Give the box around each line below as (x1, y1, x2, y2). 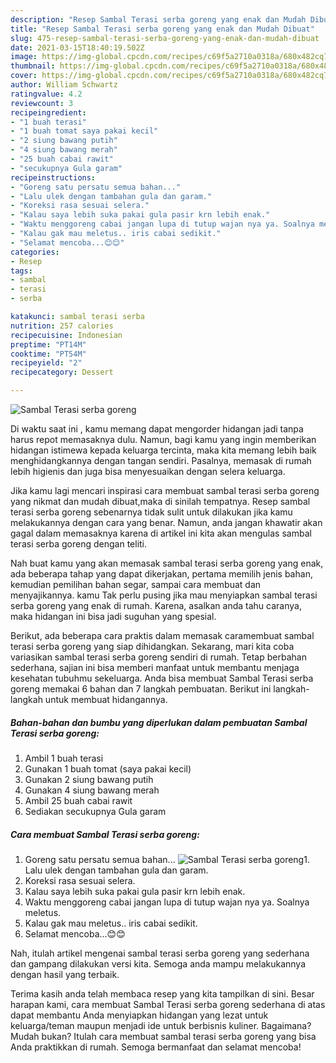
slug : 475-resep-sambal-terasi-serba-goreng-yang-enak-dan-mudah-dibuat (10, 33, 320, 43)
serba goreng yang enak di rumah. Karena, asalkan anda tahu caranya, (10, 600, 302, 611)
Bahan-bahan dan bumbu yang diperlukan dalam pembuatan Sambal (10, 716, 308, 728)
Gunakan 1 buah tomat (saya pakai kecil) (24, 762, 192, 775)
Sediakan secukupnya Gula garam (24, 805, 167, 817)
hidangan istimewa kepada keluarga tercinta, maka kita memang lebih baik (10, 444, 317, 456)
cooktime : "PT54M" (10, 349, 87, 359)
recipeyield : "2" (10, 358, 83, 368)
